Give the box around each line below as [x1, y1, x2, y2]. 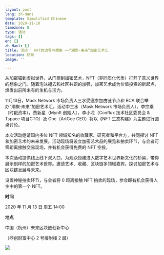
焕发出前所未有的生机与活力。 [5, 87, 65, 93]
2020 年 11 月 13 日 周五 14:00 [5, 204, 65, 210]
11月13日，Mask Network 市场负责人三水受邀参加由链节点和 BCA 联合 [5, 98, 145, 104]
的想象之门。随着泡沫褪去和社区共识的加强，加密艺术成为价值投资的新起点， [5, 81, 159, 87]
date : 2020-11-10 [5, 20, 41, 26]
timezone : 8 [5, 25, 29, 30]
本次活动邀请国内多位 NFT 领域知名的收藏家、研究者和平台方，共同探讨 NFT [5, 132, 159, 138]
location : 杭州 [5, 52, 35, 57]
